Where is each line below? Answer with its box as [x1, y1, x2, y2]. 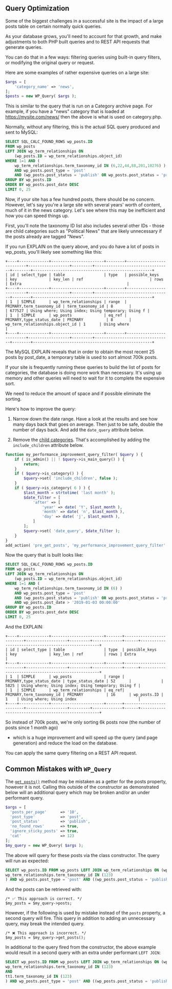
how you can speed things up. [5, 213, 69, 219]
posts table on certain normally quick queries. [5, 23, 102, 29]
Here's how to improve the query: [5, 406, 76, 412]
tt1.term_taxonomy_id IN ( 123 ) [5, 974, 72, 979]
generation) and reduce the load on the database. [12, 739, 118, 746]
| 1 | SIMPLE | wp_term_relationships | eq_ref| [5, 688, 125, 693]
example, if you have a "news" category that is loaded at [5, 108, 125, 115]
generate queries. [5, 44, 43, 50]
